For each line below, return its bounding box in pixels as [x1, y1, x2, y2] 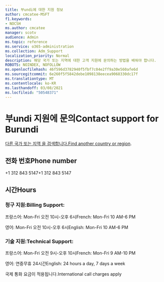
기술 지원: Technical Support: [5, 238, 74, 245]
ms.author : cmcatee [5, 26, 45, 31]
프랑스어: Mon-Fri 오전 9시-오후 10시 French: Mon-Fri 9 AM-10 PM [5, 250, 136, 256]
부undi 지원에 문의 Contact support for [5, 113, 159, 124]
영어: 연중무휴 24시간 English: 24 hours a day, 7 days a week [5, 261, 125, 267]
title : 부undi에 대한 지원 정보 [5, 7, 63, 12]
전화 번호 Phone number [5, 156, 77, 165]
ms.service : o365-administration [5, 44, 74, 49]
